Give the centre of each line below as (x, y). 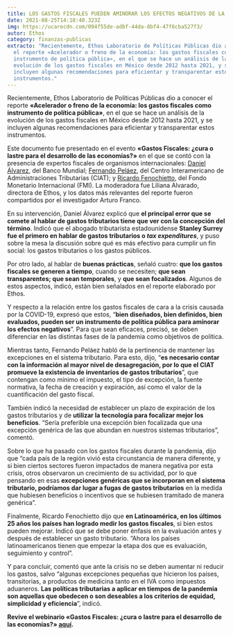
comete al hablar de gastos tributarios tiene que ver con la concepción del (116, 221)
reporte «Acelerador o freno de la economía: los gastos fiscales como (109, 106)
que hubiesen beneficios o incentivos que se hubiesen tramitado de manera (115, 495)
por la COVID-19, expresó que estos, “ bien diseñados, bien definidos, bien (115, 314)
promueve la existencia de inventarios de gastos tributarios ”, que (103, 372)
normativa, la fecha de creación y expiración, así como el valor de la (104, 387)
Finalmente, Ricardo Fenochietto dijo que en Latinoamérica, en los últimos (114, 516)
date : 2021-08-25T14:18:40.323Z (54, 20)
